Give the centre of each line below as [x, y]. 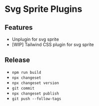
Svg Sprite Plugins [44, 9]
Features [19, 27]
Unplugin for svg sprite [35, 39]
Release [17, 60]
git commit [23, 88]
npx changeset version [35, 83]
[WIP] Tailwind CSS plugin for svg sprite [53, 45]
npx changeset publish [35, 93]
